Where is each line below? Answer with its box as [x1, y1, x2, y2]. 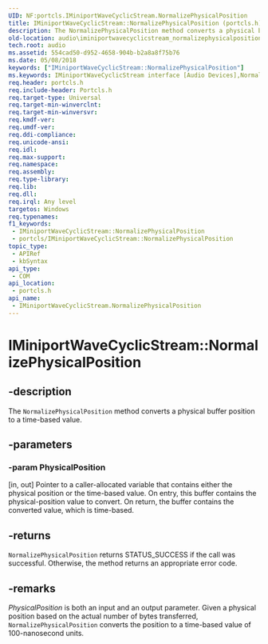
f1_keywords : [8, 220, 52, 228]
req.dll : [8, 190, 37, 198]
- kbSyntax [11, 257, 48, 265]
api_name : [8, 294, 41, 302]
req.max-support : [8, 153, 66, 161]
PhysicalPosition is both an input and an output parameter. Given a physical [8, 603, 257, 613]
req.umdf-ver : [8, 123, 56, 131]
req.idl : [8, 146, 37, 154]
